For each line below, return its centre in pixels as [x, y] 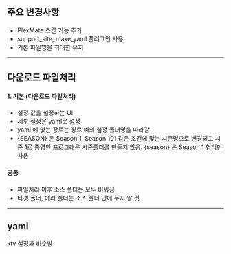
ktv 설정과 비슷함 [30, 244]
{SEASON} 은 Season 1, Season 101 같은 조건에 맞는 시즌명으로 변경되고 [115, 139]
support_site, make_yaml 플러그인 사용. [71, 38]
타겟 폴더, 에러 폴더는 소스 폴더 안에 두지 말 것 [78, 198]
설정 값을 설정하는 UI [45, 113]
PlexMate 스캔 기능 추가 [49, 30]
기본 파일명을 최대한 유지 [50, 47]
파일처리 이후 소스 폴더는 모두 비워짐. [67, 189]
